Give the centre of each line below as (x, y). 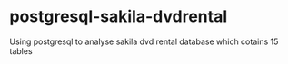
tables (21, 50)
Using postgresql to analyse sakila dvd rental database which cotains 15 (144, 41)
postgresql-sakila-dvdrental (119, 17)
